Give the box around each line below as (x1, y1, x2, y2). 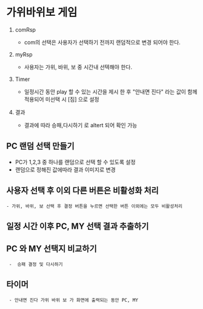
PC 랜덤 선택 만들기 (6, 141, 75, 151)
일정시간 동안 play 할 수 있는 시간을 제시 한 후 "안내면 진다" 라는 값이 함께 (24, 88, 198, 95)
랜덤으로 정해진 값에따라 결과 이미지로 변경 (15, 165, 116, 173)
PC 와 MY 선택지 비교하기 (6, 244, 97, 254)
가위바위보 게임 (6, 5, 78, 19)
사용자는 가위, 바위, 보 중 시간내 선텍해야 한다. (24, 63, 132, 71)
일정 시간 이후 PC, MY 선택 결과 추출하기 (6, 221, 149, 231)
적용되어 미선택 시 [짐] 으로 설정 (24, 95, 99, 103)
